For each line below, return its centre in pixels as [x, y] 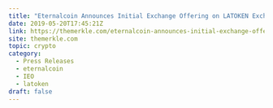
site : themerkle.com [43, 39]
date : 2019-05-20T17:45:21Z [56, 24]
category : [25, 54]
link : [17, 31]
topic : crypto [32, 46]
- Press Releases [45, 62]
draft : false [30, 91]
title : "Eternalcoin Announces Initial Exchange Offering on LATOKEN [129, 16]
